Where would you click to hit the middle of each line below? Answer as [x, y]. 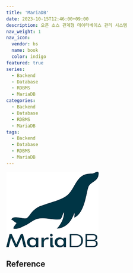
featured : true [25, 63]
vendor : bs [25, 44]
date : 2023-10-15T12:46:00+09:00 [47, 19]
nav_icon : [18, 38]
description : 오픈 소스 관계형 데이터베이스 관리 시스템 [67, 25]
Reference [26, 264]
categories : [21, 101]
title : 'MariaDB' [28, 13]
